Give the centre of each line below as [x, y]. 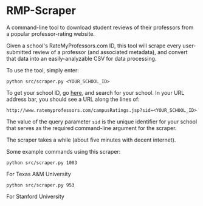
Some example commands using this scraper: [64, 151]
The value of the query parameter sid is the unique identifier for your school [102, 122]
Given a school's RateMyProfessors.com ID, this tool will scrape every [94, 46]
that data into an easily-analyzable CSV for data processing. [81, 58]
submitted [19, 52]
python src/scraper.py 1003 [42, 163]
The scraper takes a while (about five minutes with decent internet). [91, 140]
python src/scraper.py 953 [40, 185]
